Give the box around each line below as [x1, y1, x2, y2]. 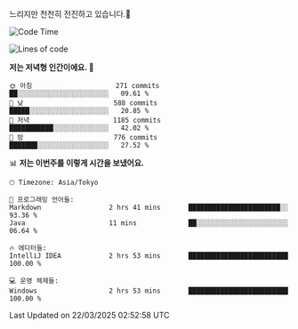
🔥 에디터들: [9, 244, 47, 253]
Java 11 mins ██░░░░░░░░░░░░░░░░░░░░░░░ [9, 219, 289, 228]
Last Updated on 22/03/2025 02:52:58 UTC [9, 310, 171, 320]
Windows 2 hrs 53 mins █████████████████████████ [9, 286, 289, 295]
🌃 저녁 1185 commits [9, 116, 162, 124]
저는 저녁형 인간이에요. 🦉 [9, 62, 95, 72]
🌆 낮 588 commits [9, 99, 158, 108]
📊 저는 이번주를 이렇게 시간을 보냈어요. [9, 157, 145, 168]
